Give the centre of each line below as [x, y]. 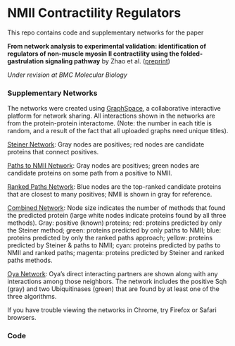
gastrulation [26, 61]
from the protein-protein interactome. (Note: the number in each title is [110, 123]
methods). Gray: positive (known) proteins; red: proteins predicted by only [115, 223]
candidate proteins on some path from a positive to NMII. [90, 173]
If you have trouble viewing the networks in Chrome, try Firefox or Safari [112, 310]
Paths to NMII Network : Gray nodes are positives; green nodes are [103, 166]
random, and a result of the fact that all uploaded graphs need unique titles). [118, 131]
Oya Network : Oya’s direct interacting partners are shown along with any [113, 274]
